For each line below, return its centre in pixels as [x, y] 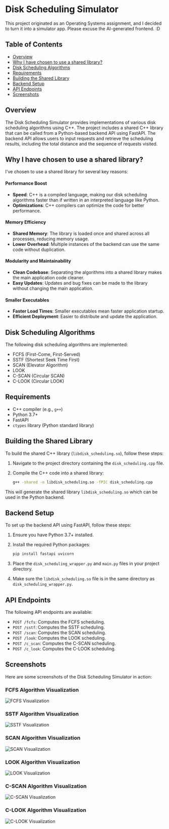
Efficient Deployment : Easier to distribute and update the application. [85, 317]
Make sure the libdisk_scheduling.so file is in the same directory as [83, 579]
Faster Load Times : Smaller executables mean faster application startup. [88, 311]
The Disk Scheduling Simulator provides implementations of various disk [80, 122]
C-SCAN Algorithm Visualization [46, 786]
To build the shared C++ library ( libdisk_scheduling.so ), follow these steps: [84, 453]
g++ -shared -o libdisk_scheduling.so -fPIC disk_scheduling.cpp [82, 482]
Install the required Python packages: [51, 545]
